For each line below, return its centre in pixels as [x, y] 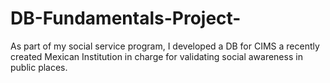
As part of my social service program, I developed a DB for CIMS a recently [165, 46]
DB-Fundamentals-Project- [126, 18]
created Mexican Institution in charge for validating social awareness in [156, 56]
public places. [39, 67]
